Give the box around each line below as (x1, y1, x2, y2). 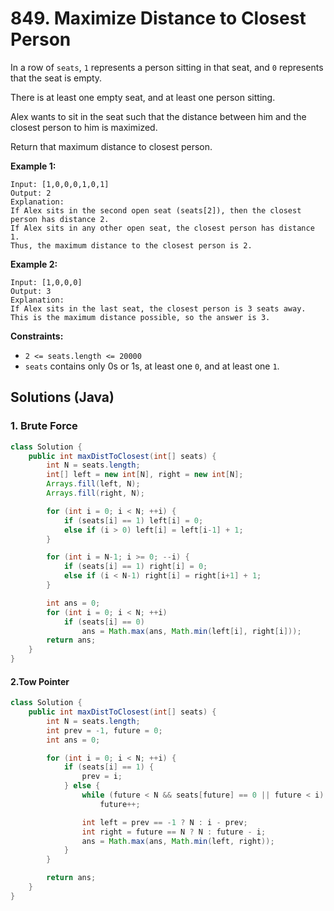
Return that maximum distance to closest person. (10, 140, 213, 152)
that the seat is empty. (10, 72, 103, 84)
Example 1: (10, 160, 57, 172)
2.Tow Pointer (10, 675, 70, 687)
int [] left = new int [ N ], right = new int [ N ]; (46, 470, 244, 480)
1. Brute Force (10, 419, 78, 433)
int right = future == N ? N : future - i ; (81, 827, 267, 837)
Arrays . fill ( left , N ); (46, 479, 141, 489)
